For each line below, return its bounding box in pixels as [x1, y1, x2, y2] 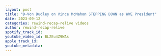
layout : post [5, 7, 32, 12]
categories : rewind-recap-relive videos [5, 20, 89, 26]
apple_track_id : [5, 39, 38, 44]
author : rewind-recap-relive [5, 25, 65, 30]
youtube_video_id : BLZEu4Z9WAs [5, 35, 69, 39]
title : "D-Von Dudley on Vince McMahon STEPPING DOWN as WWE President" [5, 12, 157, 17]
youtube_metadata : [5, 43, 43, 48]
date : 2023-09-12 [5, 16, 41, 21]
